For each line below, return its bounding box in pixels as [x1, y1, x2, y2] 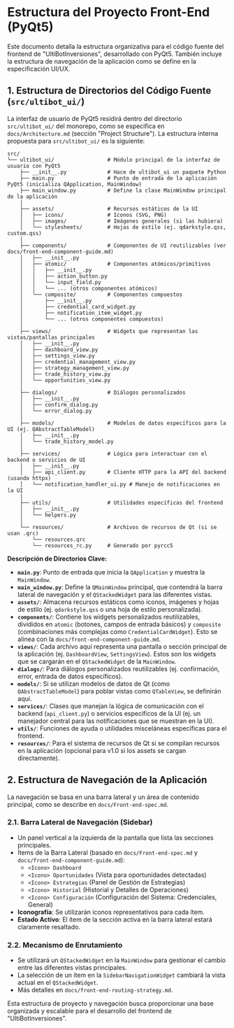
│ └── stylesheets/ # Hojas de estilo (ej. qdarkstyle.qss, [20, 223, 227, 231]
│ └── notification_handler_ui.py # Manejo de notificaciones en [20, 481, 220, 488]
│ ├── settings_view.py [20, 352, 96, 359]
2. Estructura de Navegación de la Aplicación [7, 774, 207, 786]
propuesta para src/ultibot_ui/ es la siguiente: [7, 136, 145, 145]
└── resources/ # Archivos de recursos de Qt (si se [20, 523, 217, 530]
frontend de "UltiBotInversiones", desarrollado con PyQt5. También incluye [7, 50, 222, 58]
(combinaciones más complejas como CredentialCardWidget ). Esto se [17, 627, 218, 635]
